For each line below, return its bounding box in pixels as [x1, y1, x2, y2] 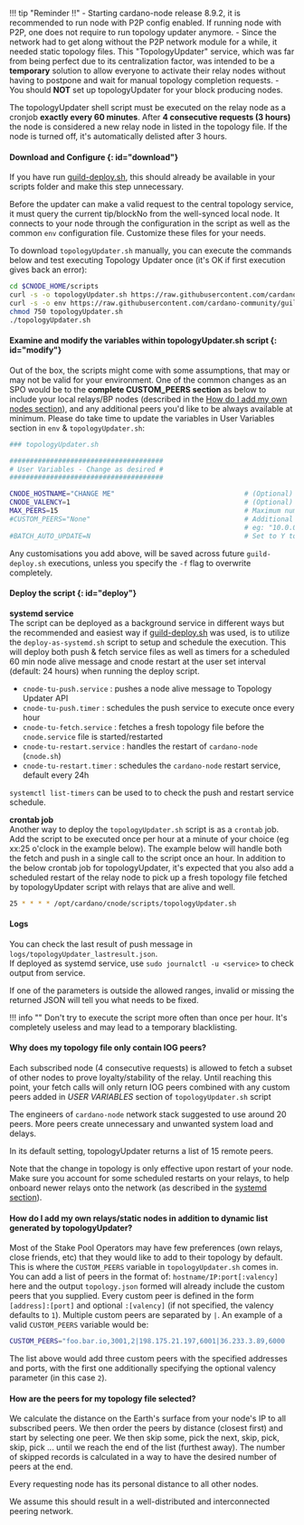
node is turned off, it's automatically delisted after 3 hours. [9, 131, 228, 141]
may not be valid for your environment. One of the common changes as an [9, 374, 287, 385]
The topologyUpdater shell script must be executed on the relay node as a [9, 102, 287, 112]
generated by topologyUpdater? [9, 1222, 133, 1233]
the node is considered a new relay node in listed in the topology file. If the [9, 121, 288, 132]
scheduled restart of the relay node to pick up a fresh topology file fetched [9, 872, 288, 883]
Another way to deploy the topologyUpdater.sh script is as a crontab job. [9, 823, 280, 835]
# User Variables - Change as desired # [9, 465, 165, 474]
